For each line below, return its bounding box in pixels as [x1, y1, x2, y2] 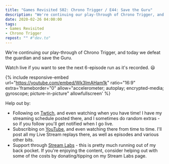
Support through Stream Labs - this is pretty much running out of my [12, 142, 156, 148]
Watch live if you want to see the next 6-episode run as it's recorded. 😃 [5, 64, 155, 71]
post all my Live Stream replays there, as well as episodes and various [12, 131, 159, 137]
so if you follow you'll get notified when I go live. [12, 121, 114, 127]
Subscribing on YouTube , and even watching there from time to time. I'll [12, 126, 162, 132]
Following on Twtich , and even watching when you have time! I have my [12, 110, 162, 116]
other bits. [12, 137, 34, 143]
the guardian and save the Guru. [5, 54, 72, 61]
